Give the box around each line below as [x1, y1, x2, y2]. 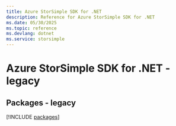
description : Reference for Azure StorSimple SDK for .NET [6, 14, 155, 20]
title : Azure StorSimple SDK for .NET [6, 8, 102, 15]
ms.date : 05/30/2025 [6, 20, 57, 25]
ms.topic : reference [6, 25, 57, 31]
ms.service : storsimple [6, 36, 65, 42]
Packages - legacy [6, 98, 76, 108]
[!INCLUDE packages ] [6, 114, 60, 120]
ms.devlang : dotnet [6, 31, 55, 37]
